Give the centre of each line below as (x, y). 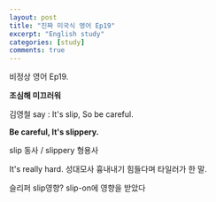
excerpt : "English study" (57, 34)
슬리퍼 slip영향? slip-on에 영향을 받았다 (77, 188)
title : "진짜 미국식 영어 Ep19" (62, 26)
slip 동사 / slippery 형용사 (54, 151)
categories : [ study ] (47, 42)
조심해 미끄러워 (35, 96)
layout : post (33, 17)
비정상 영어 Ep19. (39, 77)
